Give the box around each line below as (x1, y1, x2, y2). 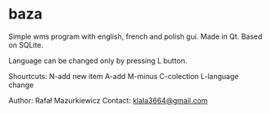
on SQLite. (8, 40, 44, 49)
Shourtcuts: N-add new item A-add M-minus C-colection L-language (8, 71, 239, 81)
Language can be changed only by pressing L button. (8, 56, 188, 65)
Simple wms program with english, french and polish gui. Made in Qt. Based (8, 31, 263, 41)
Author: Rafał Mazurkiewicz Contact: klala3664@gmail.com (8, 95, 208, 105)
